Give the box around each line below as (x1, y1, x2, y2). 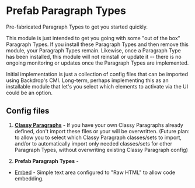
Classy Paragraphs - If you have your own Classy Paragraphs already (14, 121, 184, 129)
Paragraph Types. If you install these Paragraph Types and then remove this (6, 41, 189, 48)
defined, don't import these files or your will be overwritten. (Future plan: (14, 127, 190, 134)
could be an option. (6, 89, 53, 96)
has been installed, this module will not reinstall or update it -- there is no (6, 53, 182, 60)
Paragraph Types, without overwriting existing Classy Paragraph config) (14, 146, 189, 153)
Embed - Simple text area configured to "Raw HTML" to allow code (14, 169, 176, 176)
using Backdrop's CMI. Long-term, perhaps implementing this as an (6, 77, 169, 84)
